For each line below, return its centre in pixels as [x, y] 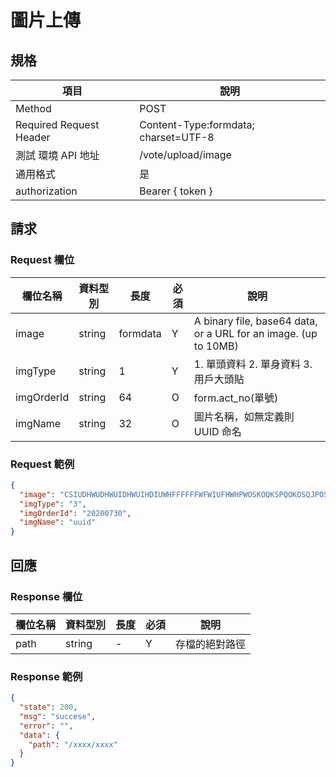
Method [33, 108]
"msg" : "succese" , [58, 716]
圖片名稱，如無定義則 [244, 416]
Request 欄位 [42, 260]
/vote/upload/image [185, 154]
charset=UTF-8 [177, 137]
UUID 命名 [217, 431]
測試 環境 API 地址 [57, 155]
